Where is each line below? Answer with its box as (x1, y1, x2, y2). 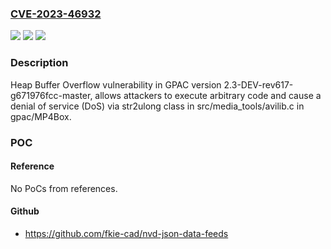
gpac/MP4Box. (10, 110, 72, 122)
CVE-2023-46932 (10, 7, 102, 21)
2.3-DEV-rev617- (223, 78, 294, 91)
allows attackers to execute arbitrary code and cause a (94, 89, 322, 101)
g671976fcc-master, (10, 89, 93, 101)
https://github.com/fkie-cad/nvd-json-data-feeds (24, 227, 229, 239)
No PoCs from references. (10, 182, 118, 194)
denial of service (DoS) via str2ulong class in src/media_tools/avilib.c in (10, 100, 305, 112)
